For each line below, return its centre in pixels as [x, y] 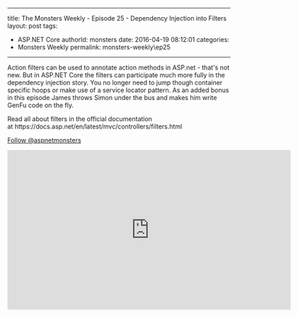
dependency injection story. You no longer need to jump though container [115, 83]
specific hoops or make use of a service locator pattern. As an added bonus [118, 90]
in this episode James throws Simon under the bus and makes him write [112, 98]
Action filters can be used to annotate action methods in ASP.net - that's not [119, 67]
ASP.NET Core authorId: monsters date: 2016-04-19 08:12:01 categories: [124, 39]
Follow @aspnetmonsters [44, 140]
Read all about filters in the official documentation [80, 119]
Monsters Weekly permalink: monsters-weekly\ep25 [94, 47]
